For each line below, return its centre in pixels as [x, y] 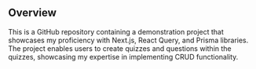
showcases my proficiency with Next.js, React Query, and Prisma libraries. [128, 40]
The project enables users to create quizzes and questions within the [120, 48]
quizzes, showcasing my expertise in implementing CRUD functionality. [123, 56]
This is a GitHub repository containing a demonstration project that [116, 31]
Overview [33, 13]
